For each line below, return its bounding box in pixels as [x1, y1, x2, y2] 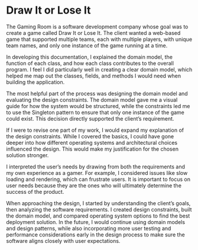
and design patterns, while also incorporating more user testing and [6, 225, 171, 232]
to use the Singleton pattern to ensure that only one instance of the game [6, 109, 185, 116]
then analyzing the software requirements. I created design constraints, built [6, 206, 192, 213]
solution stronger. [6, 151, 49, 158]
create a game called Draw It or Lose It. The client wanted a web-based [6, 29, 181, 36]
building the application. [6, 78, 65, 86]
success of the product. [6, 188, 64, 195]
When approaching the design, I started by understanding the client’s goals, [6, 199, 191, 207]
